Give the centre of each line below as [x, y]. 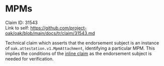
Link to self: [17, 27]
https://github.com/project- [58, 27]
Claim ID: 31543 [22, 22]
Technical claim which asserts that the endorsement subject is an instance [82, 42]
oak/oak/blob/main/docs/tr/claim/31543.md [50, 33]
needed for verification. [30, 58]
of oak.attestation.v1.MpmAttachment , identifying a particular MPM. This [80, 48]
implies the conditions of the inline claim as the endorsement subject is [78, 53]
